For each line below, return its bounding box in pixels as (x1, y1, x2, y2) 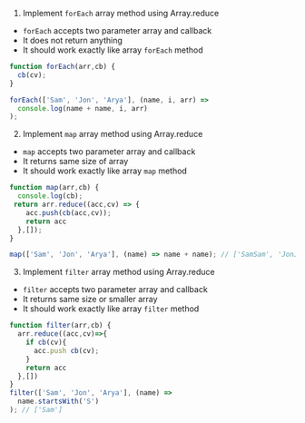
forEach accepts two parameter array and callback (22, 25, 212, 35)
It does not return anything (22, 35, 123, 45)
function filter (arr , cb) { (9, 321, 112, 330)
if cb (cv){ (25, 338, 67, 347)
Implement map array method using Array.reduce (22, 129, 203, 140)
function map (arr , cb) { (9, 183, 100, 192)
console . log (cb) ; (17, 192, 84, 201)
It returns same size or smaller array (22, 294, 158, 305)
